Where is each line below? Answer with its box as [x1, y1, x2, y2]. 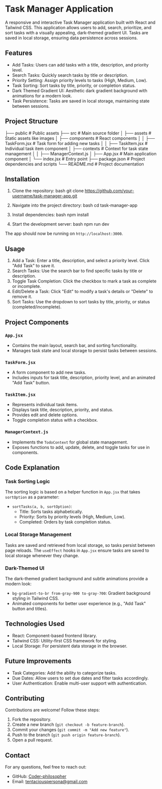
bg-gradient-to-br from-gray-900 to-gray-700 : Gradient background [12, 591, 151, 596]
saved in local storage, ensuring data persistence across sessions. [5, 35, 138, 41]
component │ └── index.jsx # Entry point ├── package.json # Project [5, 156, 146, 162]
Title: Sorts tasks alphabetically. [19, 509, 83, 515]
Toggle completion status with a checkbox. [12, 417, 98, 423]
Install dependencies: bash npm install [12, 212, 89, 218]
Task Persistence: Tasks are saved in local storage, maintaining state [12, 98, 150, 104]
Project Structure [5, 117, 58, 126]
